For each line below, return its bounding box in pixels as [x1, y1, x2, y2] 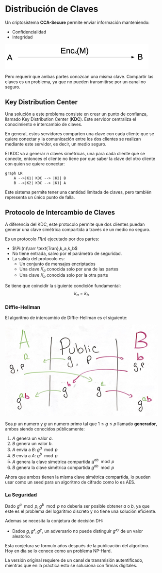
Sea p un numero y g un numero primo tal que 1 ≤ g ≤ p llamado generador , [5, 421, 158, 427]
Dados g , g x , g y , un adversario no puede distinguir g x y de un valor [12, 527, 143, 534]
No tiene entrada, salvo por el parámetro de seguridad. [12, 251, 122, 256]
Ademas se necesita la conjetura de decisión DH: [5, 518, 103, 524]
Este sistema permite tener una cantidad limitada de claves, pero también [5, 189, 152, 195]
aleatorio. [12, 533, 32, 539]
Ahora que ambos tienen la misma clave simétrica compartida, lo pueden [5, 474, 151, 480]
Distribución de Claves [5, 3, 98, 15]
